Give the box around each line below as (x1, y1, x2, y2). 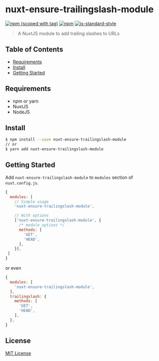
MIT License (5, 350, 32, 356)
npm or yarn (12, 98, 39, 104)
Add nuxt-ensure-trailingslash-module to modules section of (5, 174, 134, 180)
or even (5, 265, 21, 271)
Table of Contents (5, 45, 64, 54)
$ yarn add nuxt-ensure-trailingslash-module (5, 147, 103, 152)
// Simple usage (14, 199, 49, 204)
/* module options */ (18, 223, 65, 228)
